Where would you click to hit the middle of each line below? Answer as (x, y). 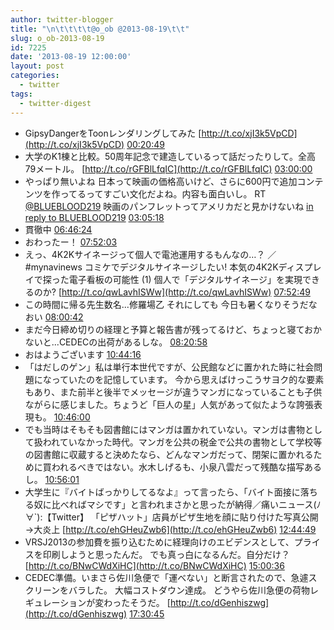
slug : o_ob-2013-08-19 (57, 38)
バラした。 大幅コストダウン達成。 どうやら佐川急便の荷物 (189, 590)
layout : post (37, 66)
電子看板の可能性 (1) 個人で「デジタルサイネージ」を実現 (185, 279)
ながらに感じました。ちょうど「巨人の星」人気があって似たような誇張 (169, 404)
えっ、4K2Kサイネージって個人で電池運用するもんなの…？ (145, 254)
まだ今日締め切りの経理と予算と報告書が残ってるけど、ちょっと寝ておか (173, 329)
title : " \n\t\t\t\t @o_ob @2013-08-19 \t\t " (100, 29)
